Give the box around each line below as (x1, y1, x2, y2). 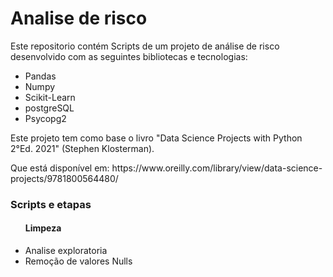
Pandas (24, 70, 57, 82)
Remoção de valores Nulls (24, 255, 133, 267)
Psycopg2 (24, 112, 67, 124)
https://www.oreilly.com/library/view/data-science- (111, 162, 323, 174)
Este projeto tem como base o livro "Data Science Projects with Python (10, 132, 303, 144)
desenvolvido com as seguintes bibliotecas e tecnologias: (10, 50, 248, 62)
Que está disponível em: (10, 162, 110, 174)
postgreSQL (24, 102, 75, 114)
